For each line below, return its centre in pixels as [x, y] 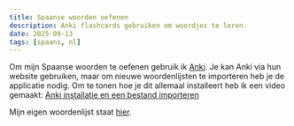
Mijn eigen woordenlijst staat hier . [70, 112]
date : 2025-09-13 [41, 33]
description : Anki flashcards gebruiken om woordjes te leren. [128, 26]
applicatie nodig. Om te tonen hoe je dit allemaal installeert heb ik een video [147, 85]
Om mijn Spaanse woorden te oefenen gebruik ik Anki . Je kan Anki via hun [145, 67]
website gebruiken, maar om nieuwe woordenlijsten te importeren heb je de [147, 77]
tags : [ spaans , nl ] [45, 42]
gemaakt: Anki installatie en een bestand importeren [104, 95]
